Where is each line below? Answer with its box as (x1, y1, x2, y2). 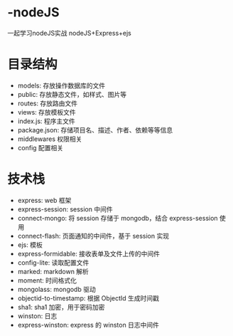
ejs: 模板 (17, 240, 43, 249)
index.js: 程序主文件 (17, 117, 76, 125)
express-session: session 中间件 (17, 204, 113, 214)
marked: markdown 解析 (17, 267, 89, 275)
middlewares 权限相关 (17, 135, 82, 143)
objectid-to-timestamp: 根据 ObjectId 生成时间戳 (17, 293, 160, 303)
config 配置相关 (17, 143, 64, 152)
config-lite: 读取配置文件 (17, 258, 90, 267)
